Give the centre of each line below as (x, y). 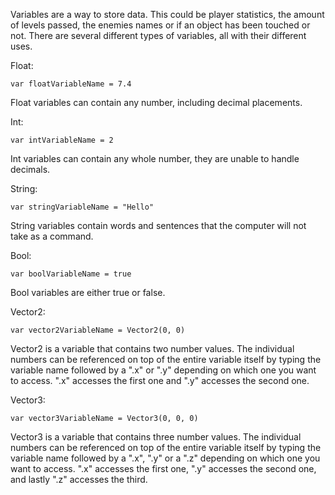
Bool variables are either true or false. (88, 292)
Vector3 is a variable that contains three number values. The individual (156, 437)
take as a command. (52, 236)
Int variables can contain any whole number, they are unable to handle (155, 158)
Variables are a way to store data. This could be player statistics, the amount (167, 14)
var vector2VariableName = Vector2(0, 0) (98, 330)
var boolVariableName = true (71, 274)
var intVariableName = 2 (62, 140)
